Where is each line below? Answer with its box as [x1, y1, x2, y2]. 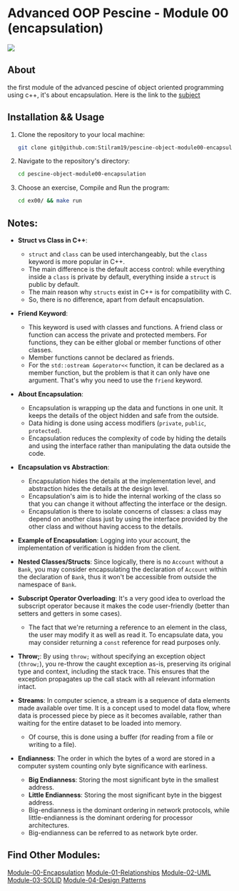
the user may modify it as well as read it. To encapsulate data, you [28, 631, 223, 639]
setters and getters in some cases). [17, 609, 123, 618]
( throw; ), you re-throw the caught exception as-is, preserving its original [17, 660, 231, 668]
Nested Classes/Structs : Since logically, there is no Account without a [17, 558, 224, 566]
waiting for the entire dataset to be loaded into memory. [17, 719, 182, 727]
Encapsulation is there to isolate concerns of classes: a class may [28, 507, 222, 515]
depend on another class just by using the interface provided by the [28, 515, 228, 523]
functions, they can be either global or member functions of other [28, 338, 221, 347]
